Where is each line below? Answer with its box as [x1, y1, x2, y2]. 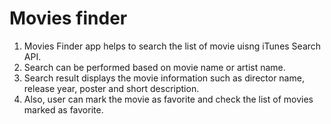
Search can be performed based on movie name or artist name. [23, 61, 286, 73]
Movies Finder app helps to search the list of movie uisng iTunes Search [23, 40, 322, 52]
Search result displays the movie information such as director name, [23, 72, 305, 84]
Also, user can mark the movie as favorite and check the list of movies [23, 93, 314, 105]
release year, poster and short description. [23, 82, 200, 94]
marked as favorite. [23, 103, 104, 116]
